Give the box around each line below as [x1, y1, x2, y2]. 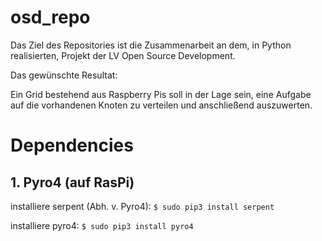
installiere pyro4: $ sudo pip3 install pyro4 [10, 219, 194, 231]
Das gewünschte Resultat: [10, 69, 118, 81]
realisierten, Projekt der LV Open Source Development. [10, 49, 236, 61]
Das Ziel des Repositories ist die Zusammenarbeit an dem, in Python [10, 39, 292, 51]
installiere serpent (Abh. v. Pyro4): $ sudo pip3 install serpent [10, 200, 275, 212]
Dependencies [10, 134, 134, 157]
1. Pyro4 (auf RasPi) [10, 174, 135, 191]
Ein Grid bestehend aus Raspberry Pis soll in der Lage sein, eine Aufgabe [10, 88, 312, 100]
